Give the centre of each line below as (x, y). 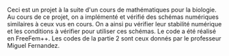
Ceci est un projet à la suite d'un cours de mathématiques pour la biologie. (112, 10)
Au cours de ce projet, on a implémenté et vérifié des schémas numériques (113, 17)
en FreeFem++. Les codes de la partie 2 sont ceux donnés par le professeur (114, 38)
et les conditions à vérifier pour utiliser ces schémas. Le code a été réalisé (112, 31)
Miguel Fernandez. (33, 46)
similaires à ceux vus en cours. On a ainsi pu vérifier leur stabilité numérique (114, 24)
